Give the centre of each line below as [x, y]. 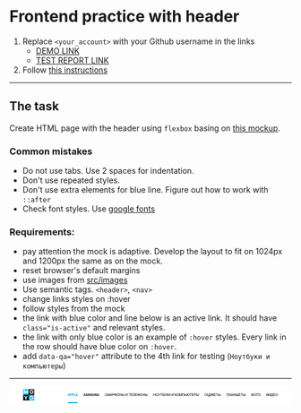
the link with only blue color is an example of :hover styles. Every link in [154, 337]
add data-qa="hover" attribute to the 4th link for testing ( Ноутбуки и [146, 357]
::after [36, 200]
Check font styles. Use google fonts [88, 209]
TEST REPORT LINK [72, 60]
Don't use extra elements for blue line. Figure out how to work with [145, 190]
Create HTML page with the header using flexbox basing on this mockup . [145, 128]
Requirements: [42, 232]
